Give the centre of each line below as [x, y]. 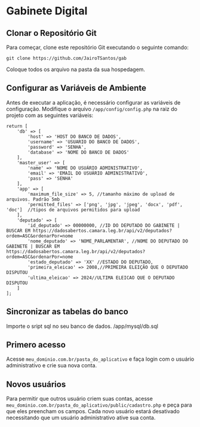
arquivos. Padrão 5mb [33, 199]
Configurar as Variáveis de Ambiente [76, 88]
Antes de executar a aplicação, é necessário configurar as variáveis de [93, 102]
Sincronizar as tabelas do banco [67, 312]
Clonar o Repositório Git [52, 33]
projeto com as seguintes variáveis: [50, 115]
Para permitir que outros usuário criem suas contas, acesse [80, 399]
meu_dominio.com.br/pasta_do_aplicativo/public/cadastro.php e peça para [99, 405]
